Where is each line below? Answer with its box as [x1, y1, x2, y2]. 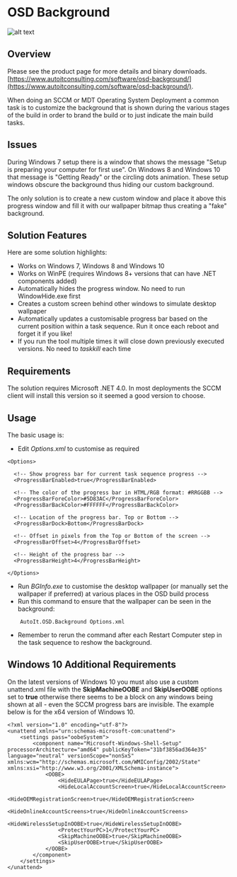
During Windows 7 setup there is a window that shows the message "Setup [7, 157, 227, 166]
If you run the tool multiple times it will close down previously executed [17, 337, 225, 345]
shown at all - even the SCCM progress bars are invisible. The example [7, 700, 214, 709]
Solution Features [7, 229, 87, 241]
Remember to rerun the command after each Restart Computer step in [17, 631, 222, 639]
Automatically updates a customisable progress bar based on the [17, 314, 208, 323]
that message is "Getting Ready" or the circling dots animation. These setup [7, 173, 229, 181]
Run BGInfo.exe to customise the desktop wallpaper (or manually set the [17, 582, 229, 590]
